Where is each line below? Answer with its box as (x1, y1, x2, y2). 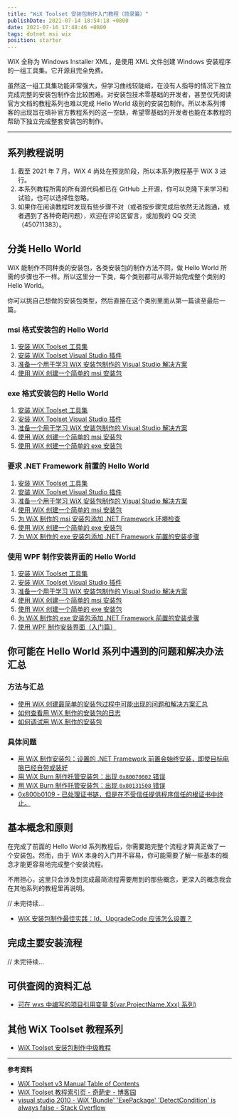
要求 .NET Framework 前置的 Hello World (7, 461, 149, 471)
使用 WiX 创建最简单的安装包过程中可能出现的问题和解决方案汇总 (17, 699, 208, 708)
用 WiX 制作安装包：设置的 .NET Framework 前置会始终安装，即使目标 (17, 754, 223, 763)
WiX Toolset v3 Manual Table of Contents (17, 1080, 140, 1088)
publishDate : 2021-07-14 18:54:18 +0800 (7, 17, 129, 24)
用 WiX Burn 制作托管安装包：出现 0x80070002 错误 (17, 772, 166, 781)
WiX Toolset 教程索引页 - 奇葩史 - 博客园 (17, 1088, 137, 1097)
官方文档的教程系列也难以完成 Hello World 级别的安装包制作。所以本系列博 (7, 99, 226, 108)
